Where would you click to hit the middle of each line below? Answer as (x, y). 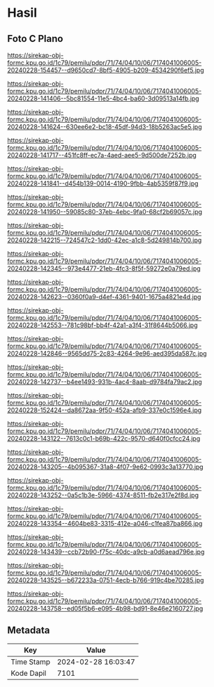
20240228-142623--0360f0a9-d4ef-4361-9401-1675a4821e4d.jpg (104, 297)
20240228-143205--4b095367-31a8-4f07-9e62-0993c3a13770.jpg (105, 467)
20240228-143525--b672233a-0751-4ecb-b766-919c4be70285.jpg (106, 580)
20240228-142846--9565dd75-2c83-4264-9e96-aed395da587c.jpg (107, 353)
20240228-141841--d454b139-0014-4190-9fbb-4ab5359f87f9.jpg (103, 183)
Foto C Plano (35, 39)
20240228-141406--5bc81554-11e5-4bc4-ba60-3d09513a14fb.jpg (104, 98)
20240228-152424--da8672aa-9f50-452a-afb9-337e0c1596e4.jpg (105, 410)
